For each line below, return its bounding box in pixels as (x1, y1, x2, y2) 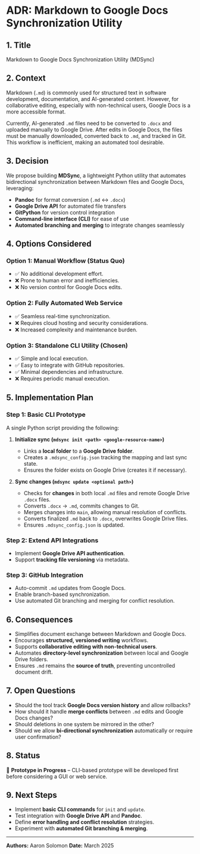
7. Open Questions (6, 686, 76, 696)
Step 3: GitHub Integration (6, 571, 83, 579)
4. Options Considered (6, 239, 92, 249)
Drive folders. (14, 656, 49, 663)
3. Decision (6, 156, 49, 166)
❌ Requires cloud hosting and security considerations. (14, 319, 148, 326)
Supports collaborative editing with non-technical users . (14, 643, 158, 650)
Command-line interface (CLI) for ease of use (14, 215, 129, 222)
